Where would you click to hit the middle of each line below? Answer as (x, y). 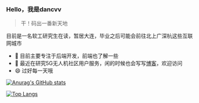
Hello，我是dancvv (34, 9)
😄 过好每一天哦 (34, 71)
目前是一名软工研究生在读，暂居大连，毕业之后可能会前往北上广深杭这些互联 (99, 36)
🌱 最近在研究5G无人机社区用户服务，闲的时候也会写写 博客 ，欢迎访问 (98, 63)
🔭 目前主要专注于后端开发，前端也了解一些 (66, 56)
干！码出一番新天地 (44, 23)
